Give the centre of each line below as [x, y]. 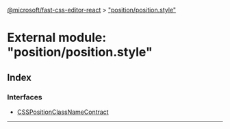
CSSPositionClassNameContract [63, 112]
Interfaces [25, 97]
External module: [57, 38]
